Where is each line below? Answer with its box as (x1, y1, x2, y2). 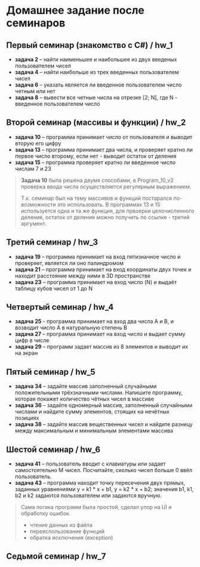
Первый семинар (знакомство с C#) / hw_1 (6, 40, 173, 50)
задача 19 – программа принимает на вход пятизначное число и (14, 253, 181, 260)
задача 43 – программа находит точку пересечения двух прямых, (14, 479, 186, 486)
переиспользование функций (29, 528, 105, 535)
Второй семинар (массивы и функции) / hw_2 (6, 118, 186, 128)
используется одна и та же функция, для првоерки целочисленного (20, 207, 195, 214)
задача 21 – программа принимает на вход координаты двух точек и (14, 266, 192, 273)
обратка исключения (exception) (29, 534, 113, 541)
